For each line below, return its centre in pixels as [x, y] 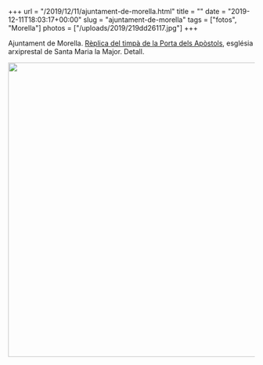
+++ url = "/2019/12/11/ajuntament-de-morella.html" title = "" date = [117, 11]
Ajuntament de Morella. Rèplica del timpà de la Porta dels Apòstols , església [131, 43]
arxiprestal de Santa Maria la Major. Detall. [76, 51]
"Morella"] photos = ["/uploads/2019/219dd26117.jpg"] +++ [103, 28]
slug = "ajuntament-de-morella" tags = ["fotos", [160, 20]
